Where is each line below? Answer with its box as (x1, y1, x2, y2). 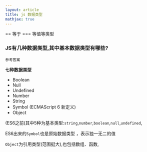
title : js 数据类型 (5, 12, 43, 17)
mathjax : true (5, 16, 35, 21)
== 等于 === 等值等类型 (5, 31, 54, 37)
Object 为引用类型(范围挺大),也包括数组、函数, (5, 141, 99, 147)
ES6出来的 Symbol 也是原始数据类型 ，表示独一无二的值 (5, 130, 116, 136)
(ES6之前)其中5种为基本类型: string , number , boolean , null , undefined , (5, 119, 142, 125)
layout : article (5, 7, 39, 12)
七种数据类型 (5, 66, 31, 72)
